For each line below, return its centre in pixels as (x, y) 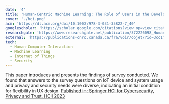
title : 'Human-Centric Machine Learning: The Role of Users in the (77, 14)
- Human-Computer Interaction (41, 47)
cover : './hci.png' (26, 19)
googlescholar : (21, 28)
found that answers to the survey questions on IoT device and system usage (84, 80)
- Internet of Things (32, 56)
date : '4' (16, 10)
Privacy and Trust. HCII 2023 (35, 96)
